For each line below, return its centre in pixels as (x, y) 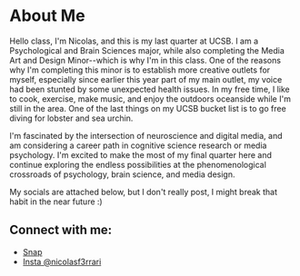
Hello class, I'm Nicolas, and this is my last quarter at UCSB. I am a (134, 41)
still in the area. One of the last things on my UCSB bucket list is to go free (148, 108)
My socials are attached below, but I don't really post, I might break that (144, 192)
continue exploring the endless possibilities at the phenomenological (138, 164)
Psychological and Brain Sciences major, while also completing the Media (147, 50)
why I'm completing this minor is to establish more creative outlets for (140, 70)
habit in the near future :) (56, 202)
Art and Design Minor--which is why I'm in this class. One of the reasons (145, 60)
